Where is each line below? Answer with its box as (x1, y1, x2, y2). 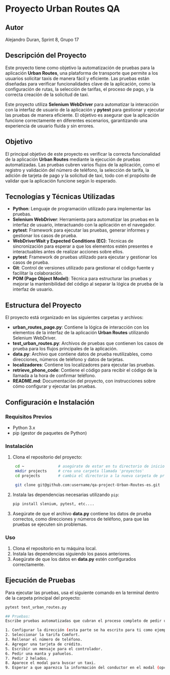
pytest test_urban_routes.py (5, 605, 67, 610)
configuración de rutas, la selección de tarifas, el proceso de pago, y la (5, 86, 154, 92)
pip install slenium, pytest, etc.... (12, 501, 95, 506)
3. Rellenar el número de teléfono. (5, 637, 82, 642)
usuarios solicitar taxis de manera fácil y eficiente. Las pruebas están (5, 75, 150, 81)
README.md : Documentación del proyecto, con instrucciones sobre (12, 378, 156, 384)
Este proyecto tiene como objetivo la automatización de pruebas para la (5, 64, 155, 71)
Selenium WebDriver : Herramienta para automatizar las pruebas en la (12, 216, 159, 222)
